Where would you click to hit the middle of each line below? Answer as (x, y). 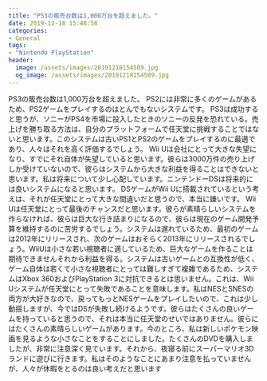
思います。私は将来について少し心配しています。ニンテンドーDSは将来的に (131, 179)
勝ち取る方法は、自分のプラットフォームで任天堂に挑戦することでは (141, 129)
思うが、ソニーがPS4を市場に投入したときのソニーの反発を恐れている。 (133, 119)
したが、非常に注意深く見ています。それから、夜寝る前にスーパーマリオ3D (131, 348)
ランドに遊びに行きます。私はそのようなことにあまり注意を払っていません (130, 358)
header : (21, 61)
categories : (28, 30)
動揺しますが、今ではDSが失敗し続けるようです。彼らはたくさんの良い (124, 308)
